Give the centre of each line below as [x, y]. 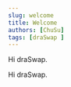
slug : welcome [31, 15]
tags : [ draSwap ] [36, 37]
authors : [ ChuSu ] [36, 30]
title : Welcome [33, 23]
